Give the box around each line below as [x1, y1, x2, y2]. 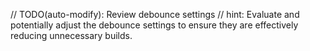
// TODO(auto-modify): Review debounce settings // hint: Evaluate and [10, 9, 300, 20]
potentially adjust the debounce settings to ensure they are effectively [10, 19, 299, 31]
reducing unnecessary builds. [10, 30, 133, 41]
